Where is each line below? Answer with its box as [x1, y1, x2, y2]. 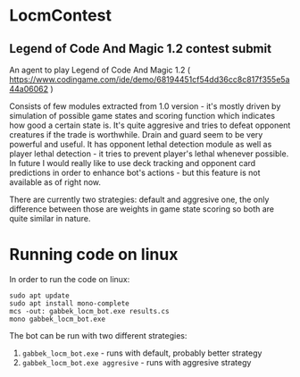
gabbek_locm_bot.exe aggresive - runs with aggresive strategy [21, 356, 252, 367]
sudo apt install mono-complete [9, 298, 129, 308]
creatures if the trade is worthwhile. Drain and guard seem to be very [9, 130, 263, 139]
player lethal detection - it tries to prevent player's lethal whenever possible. [9, 148, 289, 159]
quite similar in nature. [9, 214, 91, 223]
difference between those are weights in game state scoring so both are [9, 204, 275, 214]
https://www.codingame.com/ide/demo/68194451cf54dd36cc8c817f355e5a [9, 74, 290, 85]
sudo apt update [9, 291, 70, 300]
